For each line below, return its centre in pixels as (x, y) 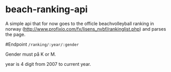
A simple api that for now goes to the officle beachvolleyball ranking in (80, 23)
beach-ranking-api (47, 9)
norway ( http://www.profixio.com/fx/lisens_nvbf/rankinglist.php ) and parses (86, 29)
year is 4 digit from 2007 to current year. (48, 64)
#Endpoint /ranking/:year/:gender (42, 44)
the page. (15, 34)
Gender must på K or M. (31, 54)
